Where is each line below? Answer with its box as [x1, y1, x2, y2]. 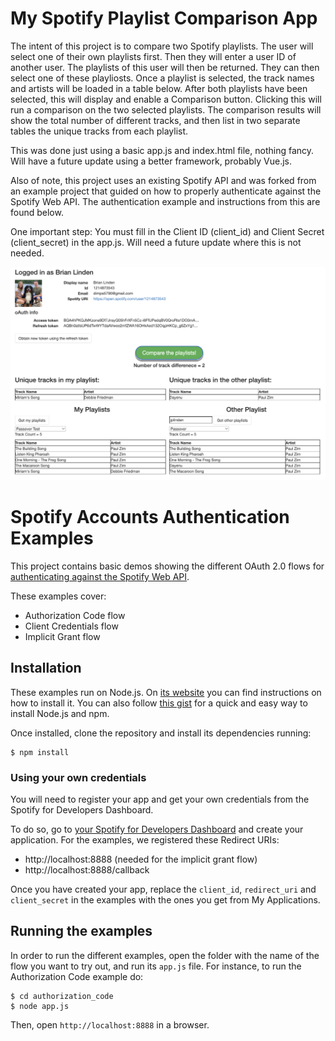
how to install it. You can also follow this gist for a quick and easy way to [10, 697, 308, 709]
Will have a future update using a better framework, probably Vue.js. [10, 155, 292, 167]
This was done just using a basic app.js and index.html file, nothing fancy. [10, 144, 315, 156]
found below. [10, 206, 64, 218]
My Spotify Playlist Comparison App [10, 7, 318, 30]
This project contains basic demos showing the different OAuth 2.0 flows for [10, 560, 325, 572]
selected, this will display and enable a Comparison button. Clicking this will [10, 93, 322, 105]
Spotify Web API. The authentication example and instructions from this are [10, 195, 321, 207]
